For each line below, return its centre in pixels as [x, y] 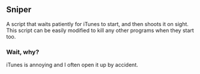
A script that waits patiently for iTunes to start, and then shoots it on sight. [97, 24]
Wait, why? [23, 52]
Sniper [19, 10]
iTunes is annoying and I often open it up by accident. [72, 65]
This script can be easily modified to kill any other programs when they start [100, 30]
